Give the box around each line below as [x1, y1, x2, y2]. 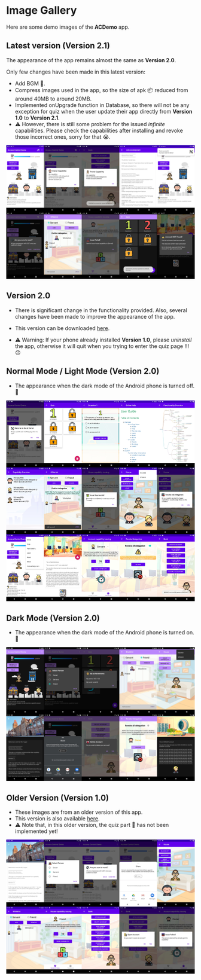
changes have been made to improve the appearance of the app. [14, 313, 175, 320]
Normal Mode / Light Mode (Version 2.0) [6, 366, 160, 377]
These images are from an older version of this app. [14, 808, 143, 816]
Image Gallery [6, 4, 77, 17]
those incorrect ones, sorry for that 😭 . [14, 133, 111, 141]
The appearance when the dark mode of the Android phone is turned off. [14, 382, 195, 389]
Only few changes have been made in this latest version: [6, 68, 145, 75]
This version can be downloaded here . [14, 324, 110, 332]
